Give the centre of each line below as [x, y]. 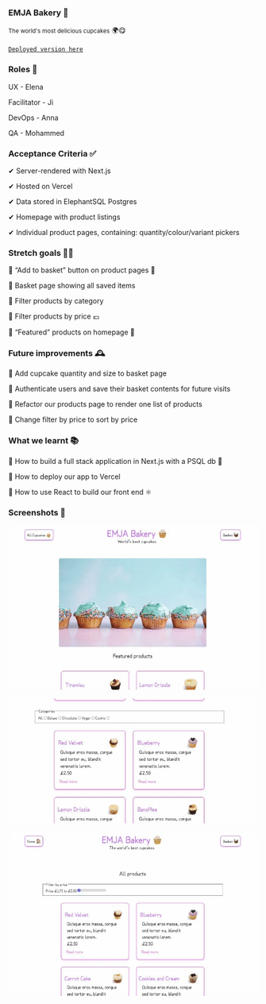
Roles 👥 [23, 69]
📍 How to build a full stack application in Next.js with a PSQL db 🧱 [116, 461]
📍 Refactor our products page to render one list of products [105, 404]
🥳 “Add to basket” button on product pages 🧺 [82, 270]
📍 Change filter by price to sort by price [73, 419]
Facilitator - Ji [31, 102]
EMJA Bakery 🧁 [39, 13]
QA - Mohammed [37, 133]
